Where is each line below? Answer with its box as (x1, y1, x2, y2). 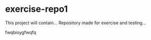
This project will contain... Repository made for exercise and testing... (5, 20, 147, 26)
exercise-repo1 (5, 3, 68, 15)
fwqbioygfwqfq (5, 29, 36, 35)
